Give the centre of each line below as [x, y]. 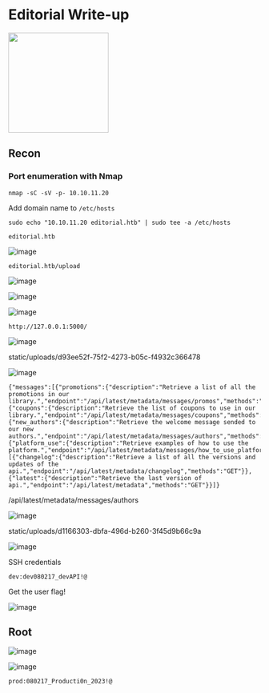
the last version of [168, 478]
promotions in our [39, 394]
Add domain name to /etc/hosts [62, 208]
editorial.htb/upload [44, 266]
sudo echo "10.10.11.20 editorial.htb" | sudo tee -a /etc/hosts [119, 222]
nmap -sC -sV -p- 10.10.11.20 [59, 193]
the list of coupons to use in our [197, 408]
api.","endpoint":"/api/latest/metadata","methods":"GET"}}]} [114, 485]
